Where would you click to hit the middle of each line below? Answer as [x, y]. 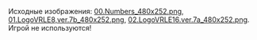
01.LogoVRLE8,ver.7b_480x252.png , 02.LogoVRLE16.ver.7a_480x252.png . [129, 20]
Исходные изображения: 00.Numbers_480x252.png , [96, 11]
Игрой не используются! [50, 28]
